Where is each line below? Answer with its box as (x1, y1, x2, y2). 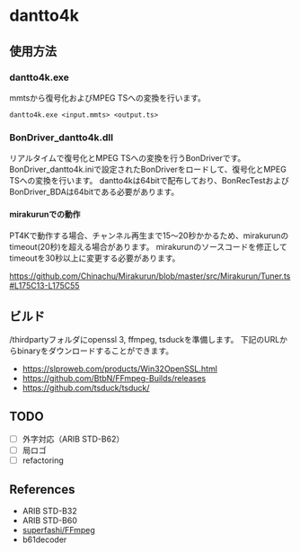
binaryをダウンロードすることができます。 (16, 345, 174, 356)
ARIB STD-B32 (22, 505, 78, 516)
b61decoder (22, 534, 67, 545)
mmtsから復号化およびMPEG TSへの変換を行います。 (9, 92, 207, 103)
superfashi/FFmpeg (22, 525, 96, 535)
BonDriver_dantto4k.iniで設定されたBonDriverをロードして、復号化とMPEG (9, 164, 287, 175)
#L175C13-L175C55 (9, 280, 80, 291)
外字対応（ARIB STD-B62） (22, 433, 125, 444)
